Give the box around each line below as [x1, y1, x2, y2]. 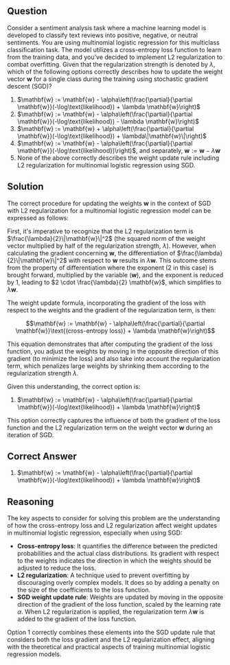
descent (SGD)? [7, 82, 52, 90]
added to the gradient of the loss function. [16, 615, 137, 623]
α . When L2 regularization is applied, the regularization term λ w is [16, 607, 205, 616]
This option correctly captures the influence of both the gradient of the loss [7, 416, 221, 424]
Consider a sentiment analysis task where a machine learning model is [7, 23, 207, 32]
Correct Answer [7, 451, 77, 463]
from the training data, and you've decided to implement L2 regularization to [7, 53, 223, 61]
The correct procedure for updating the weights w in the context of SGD [7, 199, 211, 207]
